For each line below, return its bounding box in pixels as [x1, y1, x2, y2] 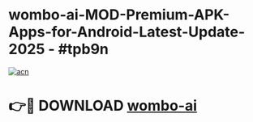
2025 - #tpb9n [8, 40, 109, 58]
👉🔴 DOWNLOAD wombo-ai [8, 97, 197, 115]
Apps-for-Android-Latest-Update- [8, 23, 246, 41]
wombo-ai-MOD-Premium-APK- [8, 6, 229, 24]
